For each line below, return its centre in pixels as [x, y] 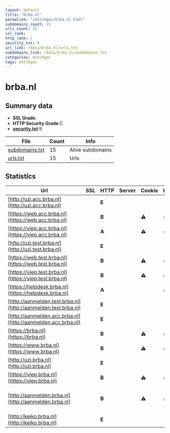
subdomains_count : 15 [28, 24]
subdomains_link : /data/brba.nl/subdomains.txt [56, 52]
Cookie [150, 191]
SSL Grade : [25, 118]
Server [127, 191]
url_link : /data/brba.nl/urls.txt [42, 48]
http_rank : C [19, 39]
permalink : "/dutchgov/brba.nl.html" [45, 19]
